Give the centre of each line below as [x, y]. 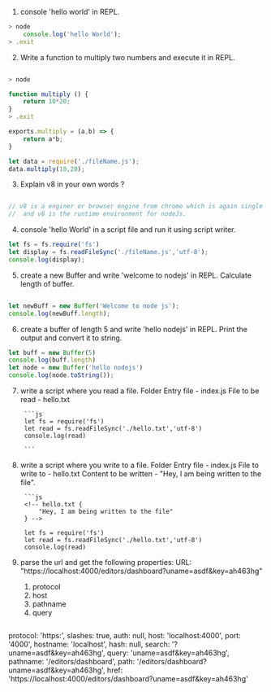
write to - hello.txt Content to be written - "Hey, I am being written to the [141, 474]
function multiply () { [49, 94]
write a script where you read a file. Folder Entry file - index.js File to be [140, 391]
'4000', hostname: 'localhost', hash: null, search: [89, 644]
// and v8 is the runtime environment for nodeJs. [97, 214]
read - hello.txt [45, 399]
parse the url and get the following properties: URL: [106, 562]
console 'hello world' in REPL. [70, 12]
